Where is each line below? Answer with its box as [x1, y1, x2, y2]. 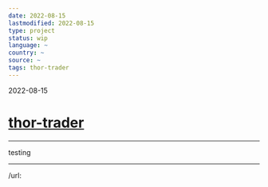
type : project [8, 26, 56, 34]
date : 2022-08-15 [8, 11, 66, 20]
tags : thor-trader [8, 64, 69, 72]
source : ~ [8, 57, 41, 65]
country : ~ [8, 49, 45, 57]
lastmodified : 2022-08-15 [8, 19, 94, 27]
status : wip [8, 34, 48, 42]
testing [8, 147, 31, 157]
